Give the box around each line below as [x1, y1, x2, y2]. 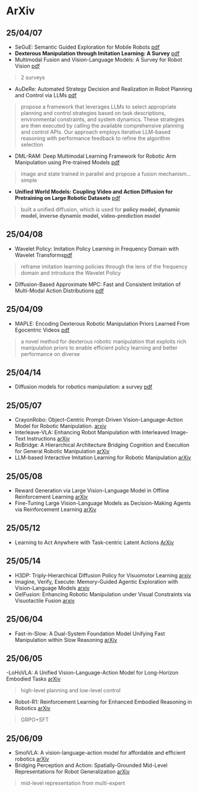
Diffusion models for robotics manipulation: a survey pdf [14, 383, 153, 390]
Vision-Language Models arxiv [14, 584, 90, 591]
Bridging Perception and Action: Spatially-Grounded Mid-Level [14, 762, 168, 769]
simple [20, 177, 37, 183]
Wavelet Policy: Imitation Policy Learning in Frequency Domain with [14, 245, 179, 252]
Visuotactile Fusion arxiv [14, 597, 75, 604]
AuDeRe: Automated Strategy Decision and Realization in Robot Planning [14, 85, 193, 93]
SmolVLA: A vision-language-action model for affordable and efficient [14, 749, 186, 756]
